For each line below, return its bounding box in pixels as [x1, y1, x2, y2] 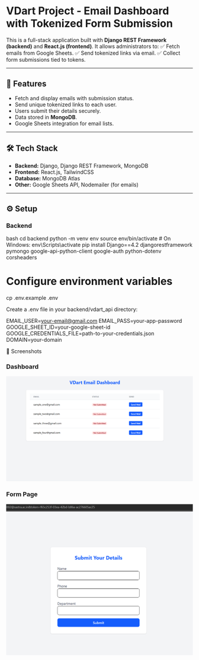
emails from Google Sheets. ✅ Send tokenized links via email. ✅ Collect [6, 49, 181, 56]
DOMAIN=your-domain [6, 337, 62, 344]
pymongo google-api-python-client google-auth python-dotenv [6, 247, 162, 255]
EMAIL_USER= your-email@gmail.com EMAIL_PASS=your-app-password [6, 318, 182, 325]
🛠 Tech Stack [6, 144, 58, 154]
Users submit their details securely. [14, 107, 101, 114]
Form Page [6, 490, 38, 499]
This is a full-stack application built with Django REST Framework [6, 36, 167, 43]
